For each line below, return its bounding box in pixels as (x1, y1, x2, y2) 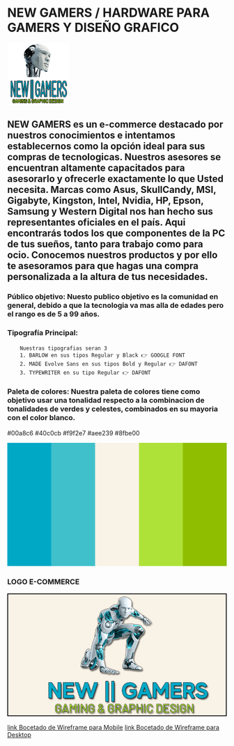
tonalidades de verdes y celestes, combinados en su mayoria (7, 404, 218, 414)
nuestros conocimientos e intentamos (7, 130, 175, 141)
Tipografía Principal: (7, 328, 79, 338)
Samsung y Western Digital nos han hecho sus (7, 205, 214, 217)
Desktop (7, 730, 31, 739)
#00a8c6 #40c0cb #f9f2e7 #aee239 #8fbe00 (7, 428, 141, 437)
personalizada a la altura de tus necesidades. (7, 271, 208, 283)
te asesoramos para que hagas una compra (7, 260, 199, 272)
